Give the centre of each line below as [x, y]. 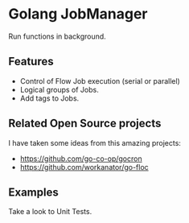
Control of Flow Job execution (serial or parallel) [100, 81]
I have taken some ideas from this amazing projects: [94, 142]
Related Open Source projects [85, 124]
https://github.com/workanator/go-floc [84, 167]
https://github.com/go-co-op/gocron [81, 159]
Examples [33, 192]
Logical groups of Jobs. [59, 89]
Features [31, 62]
